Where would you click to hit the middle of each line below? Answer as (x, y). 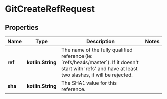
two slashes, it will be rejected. (97, 75)
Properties (22, 28)
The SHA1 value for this (89, 83)
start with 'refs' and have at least (99, 68)
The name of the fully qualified (97, 50)
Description (101, 42)
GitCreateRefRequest (50, 9)
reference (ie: (77, 56)
